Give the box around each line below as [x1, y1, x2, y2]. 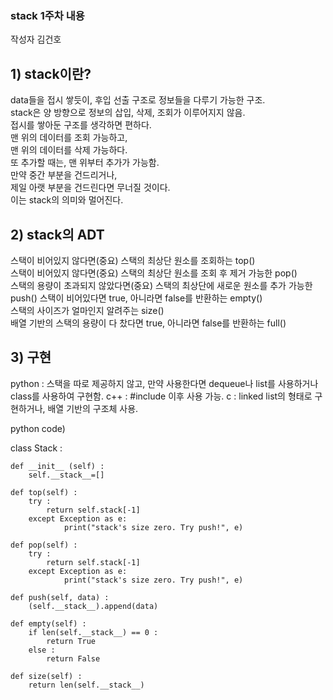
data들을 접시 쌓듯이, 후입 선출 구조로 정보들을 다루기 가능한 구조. [10, 94, 266, 106]
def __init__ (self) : [10, 461, 105, 471]
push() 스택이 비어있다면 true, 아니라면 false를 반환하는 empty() [10, 292, 263, 304]
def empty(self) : [10, 618, 87, 629]
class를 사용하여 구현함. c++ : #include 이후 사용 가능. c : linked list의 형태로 [10, 390, 313, 402]
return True [46, 636, 97, 646]
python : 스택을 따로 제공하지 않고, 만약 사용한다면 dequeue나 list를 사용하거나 [10, 377, 319, 389]
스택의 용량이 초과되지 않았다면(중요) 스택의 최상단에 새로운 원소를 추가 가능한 [10, 279, 313, 291]
